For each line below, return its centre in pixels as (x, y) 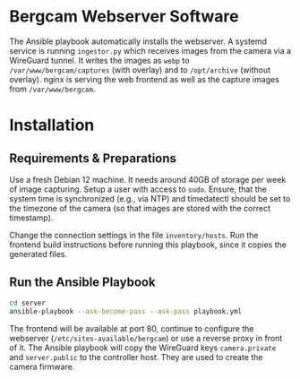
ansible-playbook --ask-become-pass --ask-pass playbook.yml (126, 311)
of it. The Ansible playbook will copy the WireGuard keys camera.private (143, 348)
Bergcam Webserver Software (124, 17)
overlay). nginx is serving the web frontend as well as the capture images (145, 79)
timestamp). (31, 218)
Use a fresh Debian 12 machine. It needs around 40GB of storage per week (148, 179)
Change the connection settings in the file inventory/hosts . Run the (134, 235)
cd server (28, 303)
